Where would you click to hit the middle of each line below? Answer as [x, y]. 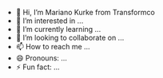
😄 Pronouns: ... [42, 58]
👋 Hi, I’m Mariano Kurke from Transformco [85, 12]
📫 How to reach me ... [53, 47]
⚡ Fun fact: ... [38, 67]
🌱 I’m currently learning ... [58, 29]
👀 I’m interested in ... [50, 21]
